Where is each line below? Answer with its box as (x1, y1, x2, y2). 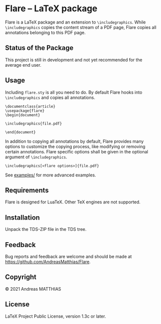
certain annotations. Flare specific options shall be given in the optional (5, 149, 148, 154)
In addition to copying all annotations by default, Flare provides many (5, 138, 144, 144)
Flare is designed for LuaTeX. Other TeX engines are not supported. (5, 199, 141, 205)
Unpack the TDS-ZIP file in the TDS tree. (5, 226, 87, 232)
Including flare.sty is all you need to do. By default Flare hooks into (5, 89, 142, 95)
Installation (5, 213, 40, 222)
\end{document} (5, 129, 36, 135)
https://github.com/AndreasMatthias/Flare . (5, 259, 91, 265)
